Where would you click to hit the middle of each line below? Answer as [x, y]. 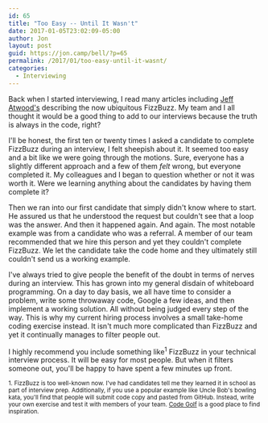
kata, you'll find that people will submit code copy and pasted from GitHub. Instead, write [132, 398]
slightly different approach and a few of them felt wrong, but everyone [125, 165]
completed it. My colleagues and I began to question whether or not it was [132, 174]
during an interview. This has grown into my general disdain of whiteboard [131, 283]
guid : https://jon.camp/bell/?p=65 [68, 53]
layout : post [30, 46]
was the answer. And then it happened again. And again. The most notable [132, 224]
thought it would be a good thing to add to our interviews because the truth [133, 116]
